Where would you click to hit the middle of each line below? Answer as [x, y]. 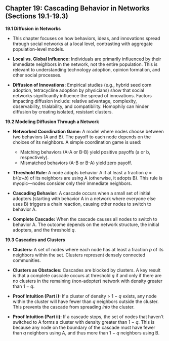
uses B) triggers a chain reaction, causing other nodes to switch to [82, 204]
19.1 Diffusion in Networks [33, 28]
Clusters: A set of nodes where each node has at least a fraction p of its [88, 249]
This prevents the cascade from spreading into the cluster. [74, 307]
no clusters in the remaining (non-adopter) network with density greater [88, 281]
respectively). [34, 157]
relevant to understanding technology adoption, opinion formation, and [86, 69]
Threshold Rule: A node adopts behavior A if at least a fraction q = [82, 172]
